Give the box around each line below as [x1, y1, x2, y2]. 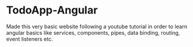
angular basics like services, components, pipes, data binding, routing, [6, 29, 180, 36]
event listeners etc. [6, 35, 53, 42]
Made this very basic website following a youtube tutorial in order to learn [6, 23, 188, 30]
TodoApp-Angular [6, 4, 98, 17]
